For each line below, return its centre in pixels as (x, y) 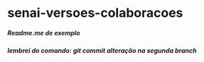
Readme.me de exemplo (44, 32)
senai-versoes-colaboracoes (95, 13)
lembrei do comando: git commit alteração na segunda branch (102, 51)
